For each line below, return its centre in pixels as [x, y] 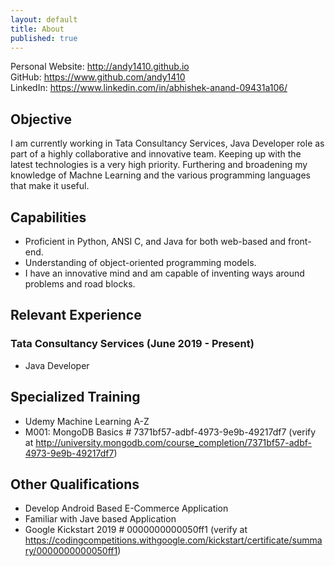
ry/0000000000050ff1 [71, 551]
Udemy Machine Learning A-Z [87, 421]
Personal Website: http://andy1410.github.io [100, 67]
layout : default [44, 19]
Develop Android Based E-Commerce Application [126, 508]
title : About [37, 29]
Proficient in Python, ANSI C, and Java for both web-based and [155, 241]
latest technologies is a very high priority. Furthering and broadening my [159, 165]
